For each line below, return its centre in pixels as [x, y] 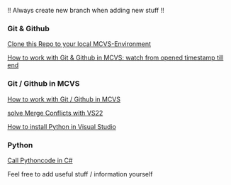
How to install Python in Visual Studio [62, 126]
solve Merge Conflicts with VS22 [55, 113]
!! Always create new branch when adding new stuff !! [86, 10]
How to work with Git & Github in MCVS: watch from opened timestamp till [115, 58]
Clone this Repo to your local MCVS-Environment [79, 44]
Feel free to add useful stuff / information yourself [80, 174]
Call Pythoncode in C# [40, 160]
